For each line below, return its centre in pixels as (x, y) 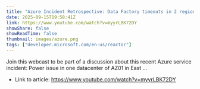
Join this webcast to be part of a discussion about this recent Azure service (99, 61)
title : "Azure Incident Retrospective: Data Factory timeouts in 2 (92, 12)
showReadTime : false (32, 34)
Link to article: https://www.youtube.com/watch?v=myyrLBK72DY (96, 79)
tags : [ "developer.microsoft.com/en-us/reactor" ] (69, 45)
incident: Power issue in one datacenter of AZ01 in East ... (77, 68)
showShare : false (28, 28)
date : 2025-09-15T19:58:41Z (41, 17)
